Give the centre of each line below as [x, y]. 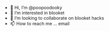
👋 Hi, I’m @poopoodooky [36, 8]
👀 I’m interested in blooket [37, 13]
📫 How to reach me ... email [40, 24]
